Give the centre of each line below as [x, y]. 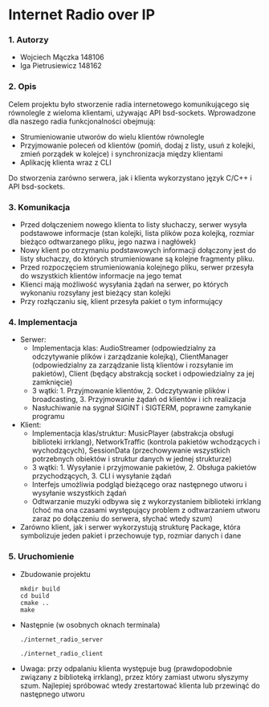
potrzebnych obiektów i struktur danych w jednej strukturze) [132, 459]
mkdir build [40, 589]
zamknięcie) [52, 382]
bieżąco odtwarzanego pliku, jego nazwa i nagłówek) [108, 242]
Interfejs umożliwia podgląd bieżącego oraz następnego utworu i [139, 485]
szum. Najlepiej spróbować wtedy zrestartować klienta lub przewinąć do [140, 685]
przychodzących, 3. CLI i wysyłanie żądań [102, 476]
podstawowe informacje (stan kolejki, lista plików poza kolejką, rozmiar [137, 234]
